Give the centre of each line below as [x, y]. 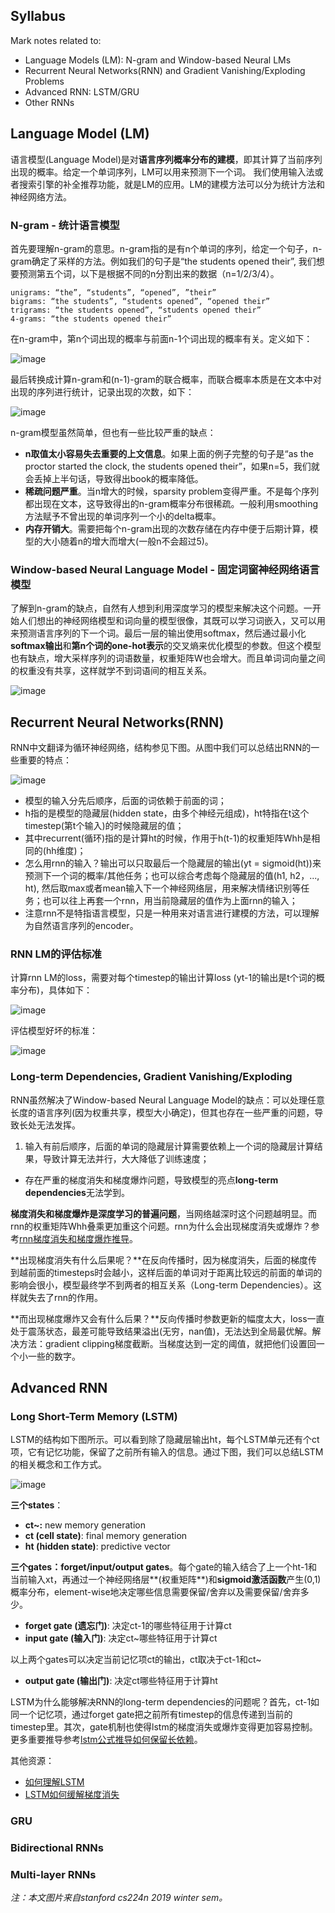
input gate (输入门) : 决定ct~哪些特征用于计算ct [121, 1638]
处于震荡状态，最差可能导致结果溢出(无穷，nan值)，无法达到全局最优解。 [161, 1331]
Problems [44, 81]
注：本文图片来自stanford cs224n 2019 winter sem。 [119, 1898]
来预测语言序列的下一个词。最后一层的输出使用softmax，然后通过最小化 [158, 633]
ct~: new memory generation [85, 1525]
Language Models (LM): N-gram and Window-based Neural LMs [158, 60]
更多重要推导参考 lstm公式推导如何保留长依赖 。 [106, 1740]
